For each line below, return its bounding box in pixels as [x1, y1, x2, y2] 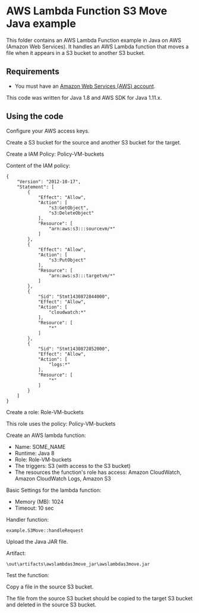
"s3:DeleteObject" [48, 210, 94, 216]
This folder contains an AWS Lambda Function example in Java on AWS [6, 36, 182, 44]
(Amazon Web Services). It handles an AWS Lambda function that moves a [6, 43, 189, 50]
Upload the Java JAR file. [6, 538, 68, 545]
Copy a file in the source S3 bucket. [6, 583, 94, 590]
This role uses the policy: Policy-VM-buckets [6, 420, 116, 427]
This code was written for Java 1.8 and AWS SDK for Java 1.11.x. [6, 94, 162, 101]
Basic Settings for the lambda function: [6, 486, 102, 494]
